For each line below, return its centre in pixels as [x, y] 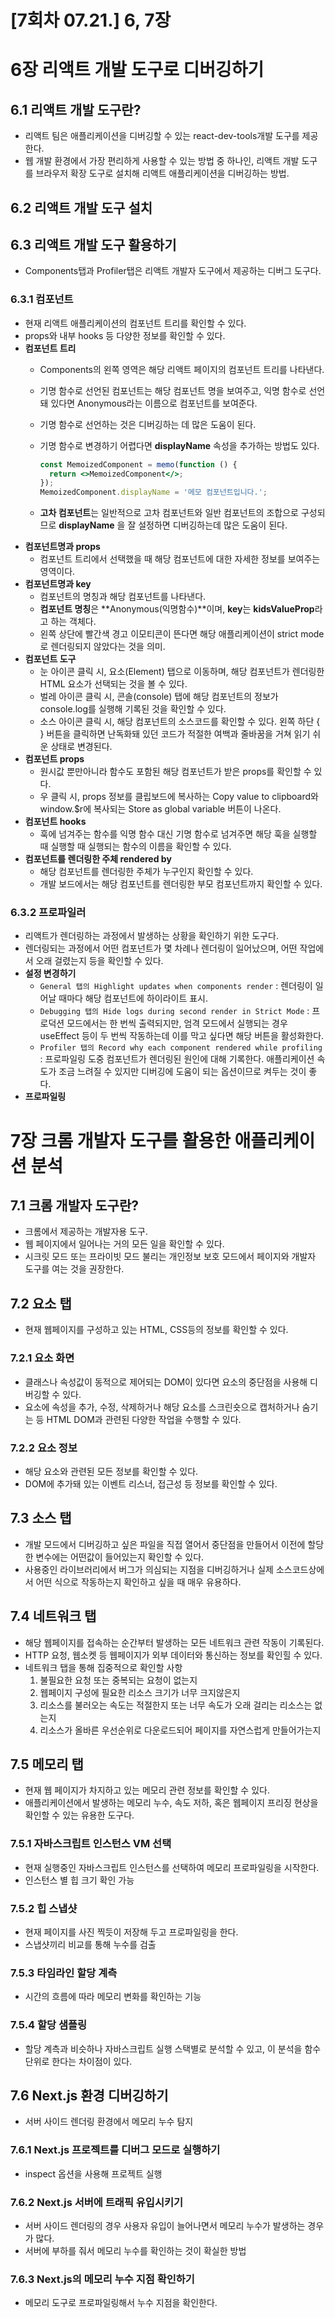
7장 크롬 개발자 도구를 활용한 [120, 1140]
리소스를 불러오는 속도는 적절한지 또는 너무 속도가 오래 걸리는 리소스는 [176, 1705]
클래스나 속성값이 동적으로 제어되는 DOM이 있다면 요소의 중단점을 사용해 [166, 1382]
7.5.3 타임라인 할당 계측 [64, 1973]
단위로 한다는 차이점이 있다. [78, 2061]
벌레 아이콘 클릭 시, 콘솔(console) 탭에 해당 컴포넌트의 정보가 [159, 697]
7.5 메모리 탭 [47, 1764]
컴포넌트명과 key [58, 584]
